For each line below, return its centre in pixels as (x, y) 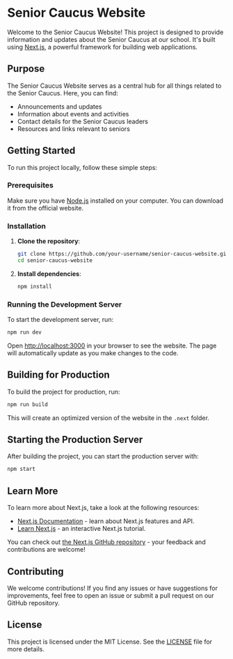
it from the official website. (46, 208)
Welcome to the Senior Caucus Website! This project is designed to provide (115, 32)
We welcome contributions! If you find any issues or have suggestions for (112, 588)
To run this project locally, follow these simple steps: (82, 167)
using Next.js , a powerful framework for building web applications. (103, 47)
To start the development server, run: (60, 320)
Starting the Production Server (75, 440)
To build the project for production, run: (64, 391)
